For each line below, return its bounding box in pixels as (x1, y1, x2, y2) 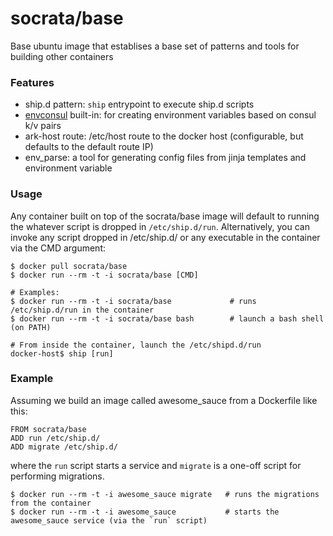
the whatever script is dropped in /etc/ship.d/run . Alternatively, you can (10, 220, 310, 232)
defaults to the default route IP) (24, 141, 154, 153)
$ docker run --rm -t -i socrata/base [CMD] (10, 270, 199, 280)
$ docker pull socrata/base (10, 261, 128, 271)
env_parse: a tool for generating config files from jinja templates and (24, 152, 307, 164)
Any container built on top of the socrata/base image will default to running (10, 210, 320, 222)
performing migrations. (10, 470, 105, 482)
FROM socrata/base (10, 424, 87, 434)
